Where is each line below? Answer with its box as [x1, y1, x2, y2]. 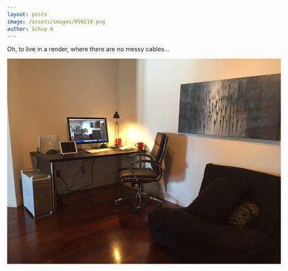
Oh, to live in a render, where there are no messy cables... [7, 45, 170, 53]
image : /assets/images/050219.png [7, 18, 106, 25]
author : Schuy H [7, 25, 53, 32]
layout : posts [7, 11, 48, 18]
